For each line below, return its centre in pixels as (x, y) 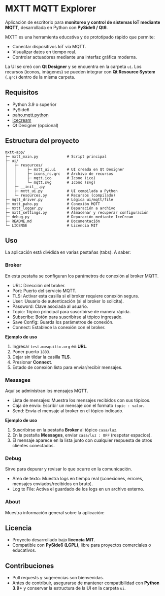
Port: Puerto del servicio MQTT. (44, 291)
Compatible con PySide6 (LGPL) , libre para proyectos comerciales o (82, 545)
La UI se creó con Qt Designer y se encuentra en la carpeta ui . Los (73, 66)
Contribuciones (30, 566)
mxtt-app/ (15, 152)
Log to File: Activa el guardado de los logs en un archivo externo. (78, 489)
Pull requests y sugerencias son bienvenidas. (58, 578)
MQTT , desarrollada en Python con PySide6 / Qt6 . (57, 27)
